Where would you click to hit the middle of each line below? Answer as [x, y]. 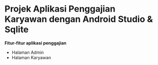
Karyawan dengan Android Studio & [79, 19]
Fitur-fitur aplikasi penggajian [35, 43]
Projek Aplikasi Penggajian [60, 9]
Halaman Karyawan [31, 57]
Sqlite [17, 30]
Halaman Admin [28, 52]
